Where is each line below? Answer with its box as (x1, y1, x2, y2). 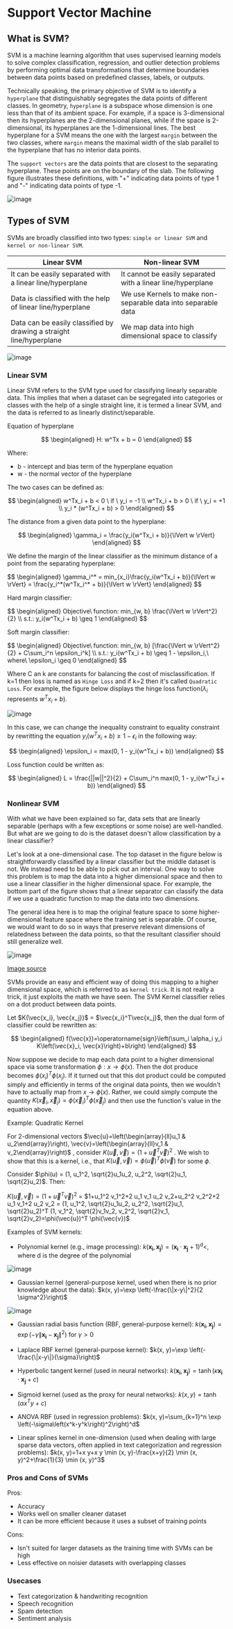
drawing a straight (10, 326, 70, 336)
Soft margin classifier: (7, 628, 70, 636)
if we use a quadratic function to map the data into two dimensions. (7, 894, 200, 903)
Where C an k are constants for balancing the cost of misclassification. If (7, 670, 215, 678)
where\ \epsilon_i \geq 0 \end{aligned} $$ (7, 656, 127, 665)
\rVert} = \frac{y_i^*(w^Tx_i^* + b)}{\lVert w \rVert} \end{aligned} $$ (7, 580, 202, 588)
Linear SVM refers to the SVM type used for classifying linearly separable (7, 386, 217, 394)
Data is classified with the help (10, 294, 110, 303)
